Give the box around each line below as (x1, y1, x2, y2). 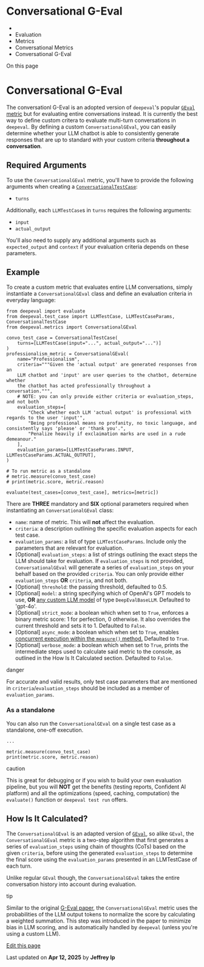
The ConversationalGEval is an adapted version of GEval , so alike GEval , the (6, 830, 194, 837)
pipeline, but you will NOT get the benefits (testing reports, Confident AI (6, 783, 186, 790)
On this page (6, 62, 38, 69)
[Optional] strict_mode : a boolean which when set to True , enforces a (15, 609, 189, 616)
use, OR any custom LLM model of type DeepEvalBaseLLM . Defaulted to (15, 596, 191, 603)
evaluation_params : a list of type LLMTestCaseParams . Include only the (15, 537, 186, 545)
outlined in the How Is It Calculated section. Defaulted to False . (15, 654, 173, 662)
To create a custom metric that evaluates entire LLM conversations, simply (6, 283, 193, 291)
